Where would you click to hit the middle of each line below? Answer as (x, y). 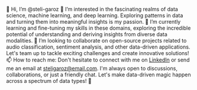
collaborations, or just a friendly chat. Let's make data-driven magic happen (98, 75)
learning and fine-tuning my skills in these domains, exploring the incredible (98, 28)
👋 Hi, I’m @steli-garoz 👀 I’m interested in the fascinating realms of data (92, 9)
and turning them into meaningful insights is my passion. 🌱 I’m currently (93, 22)
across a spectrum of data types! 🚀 (49, 81)
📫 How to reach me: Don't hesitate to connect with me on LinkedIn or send (98, 60)
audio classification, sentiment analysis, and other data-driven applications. (98, 47)
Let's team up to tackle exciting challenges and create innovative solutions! (98, 53)
